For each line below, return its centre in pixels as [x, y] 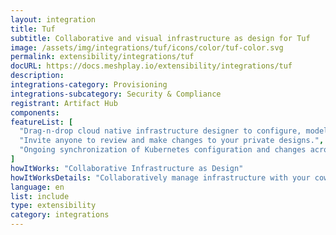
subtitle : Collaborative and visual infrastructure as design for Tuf [160, 38]
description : [37, 76]
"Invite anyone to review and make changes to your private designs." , [172, 141]
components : [35, 112]
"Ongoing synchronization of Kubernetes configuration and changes [163, 150]
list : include [40, 196]
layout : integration [53, 19]
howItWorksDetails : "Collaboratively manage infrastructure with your [160, 177]
